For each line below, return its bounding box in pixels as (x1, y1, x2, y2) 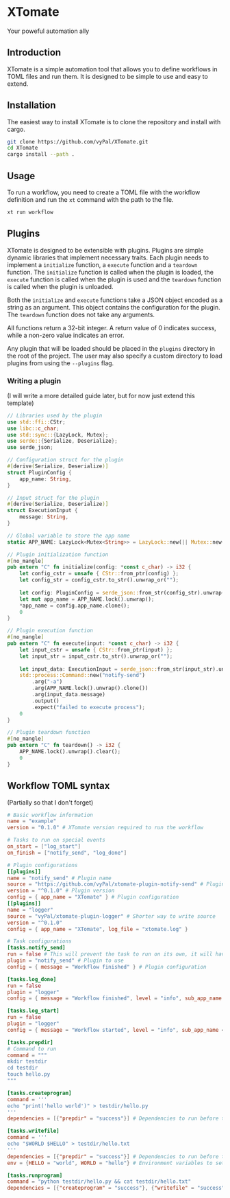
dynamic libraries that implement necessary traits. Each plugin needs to (7, 253, 209, 262)
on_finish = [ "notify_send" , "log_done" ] (7, 849, 127, 856)
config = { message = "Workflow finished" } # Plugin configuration (7, 963, 207, 970)
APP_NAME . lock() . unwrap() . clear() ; (19, 748, 121, 755)
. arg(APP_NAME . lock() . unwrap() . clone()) (31, 684, 149, 692)
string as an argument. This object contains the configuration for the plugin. (7, 303, 220, 311)
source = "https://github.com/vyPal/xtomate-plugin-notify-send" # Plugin (7, 881, 225, 888)
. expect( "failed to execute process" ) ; (31, 704, 146, 711)
